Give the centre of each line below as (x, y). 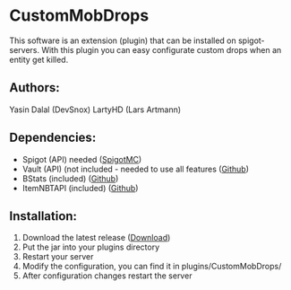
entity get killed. (39, 59)
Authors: (34, 88)
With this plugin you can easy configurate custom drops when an (162, 49)
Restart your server (58, 257)
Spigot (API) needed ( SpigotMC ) (82, 159)
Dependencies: (53, 138)
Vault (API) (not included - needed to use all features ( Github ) (135, 169)
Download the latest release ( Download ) (96, 238)
